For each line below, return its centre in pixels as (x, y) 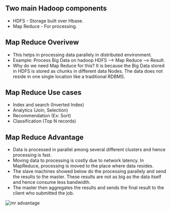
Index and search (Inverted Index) (48, 105)
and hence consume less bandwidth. (52, 182)
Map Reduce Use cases (44, 92)
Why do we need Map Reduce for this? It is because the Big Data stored (89, 66)
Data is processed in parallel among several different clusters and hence (89, 150)
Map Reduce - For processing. (45, 26)
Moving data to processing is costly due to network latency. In (78, 160)
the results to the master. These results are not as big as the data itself (87, 177)
